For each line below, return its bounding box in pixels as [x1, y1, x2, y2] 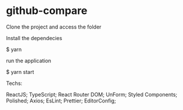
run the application [6, 57, 51, 64]
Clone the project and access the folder [6, 23, 102, 30]
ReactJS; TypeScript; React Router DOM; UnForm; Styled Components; [6, 91, 178, 98]
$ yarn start [6, 68, 34, 75]
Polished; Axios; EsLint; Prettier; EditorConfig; [6, 97, 116, 104]
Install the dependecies [6, 34, 63, 41]
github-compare [6, 4, 88, 17]
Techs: [6, 80, 22, 87]
